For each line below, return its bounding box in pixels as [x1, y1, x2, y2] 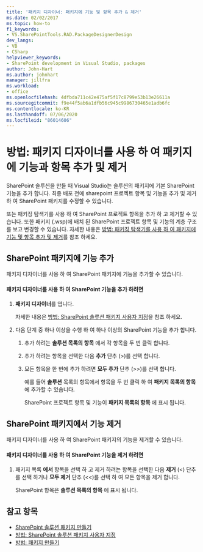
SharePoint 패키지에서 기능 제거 [6, 419, 122, 429]
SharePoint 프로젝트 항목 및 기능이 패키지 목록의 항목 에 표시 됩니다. [24, 399, 186, 406]
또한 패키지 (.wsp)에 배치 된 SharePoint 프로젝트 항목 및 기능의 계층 [24, 218, 186, 225]
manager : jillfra [6, 77, 51, 83]
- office [6, 89, 29, 95]
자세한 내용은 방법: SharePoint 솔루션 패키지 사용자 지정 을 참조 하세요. [15, 313, 183, 321]
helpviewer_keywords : [6, 54, 62, 61]
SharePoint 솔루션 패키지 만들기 [15, 524, 92, 531]
